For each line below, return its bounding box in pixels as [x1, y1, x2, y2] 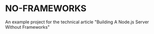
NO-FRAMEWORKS [5, 3, 87, 14]
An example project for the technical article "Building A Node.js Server [5, 19, 149, 25]
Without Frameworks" [5, 24, 50, 30]
